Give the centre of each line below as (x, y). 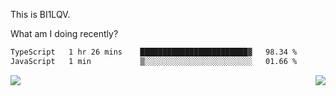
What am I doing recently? (64, 33)
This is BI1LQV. (40, 14)
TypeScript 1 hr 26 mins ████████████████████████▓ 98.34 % (154, 52)
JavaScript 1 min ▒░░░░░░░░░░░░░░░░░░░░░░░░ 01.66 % (154, 61)
